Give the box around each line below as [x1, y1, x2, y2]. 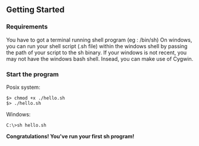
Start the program [6, 70, 59, 78]
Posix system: [6, 83, 41, 91]
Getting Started [6, 5, 65, 15]
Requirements [6, 23, 48, 31]
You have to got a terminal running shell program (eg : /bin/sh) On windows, [6, 36, 192, 44]
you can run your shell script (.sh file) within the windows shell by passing [6, 42, 188, 49]
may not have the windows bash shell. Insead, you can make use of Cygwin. [6, 55, 194, 62]
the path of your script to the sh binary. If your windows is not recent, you [6, 49, 187, 56]
